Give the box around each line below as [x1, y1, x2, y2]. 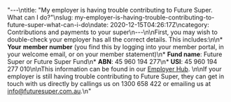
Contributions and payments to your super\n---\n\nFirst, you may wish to [7, 28, 218, 36]
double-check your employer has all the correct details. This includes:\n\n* [7, 35, 223, 44]
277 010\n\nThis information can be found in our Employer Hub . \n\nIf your [7, 65, 222, 73]
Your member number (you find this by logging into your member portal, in [7, 43, 224, 51]
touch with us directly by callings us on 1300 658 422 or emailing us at [7, 80, 211, 87]
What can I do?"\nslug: [7, 13, 73, 22]
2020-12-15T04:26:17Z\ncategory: [109, 21, 210, 28]
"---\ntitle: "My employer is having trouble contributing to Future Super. [7, 6, 213, 14]
